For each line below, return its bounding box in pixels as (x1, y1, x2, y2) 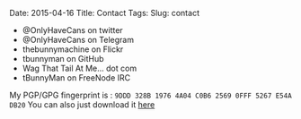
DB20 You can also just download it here (9, 99, 155, 110)
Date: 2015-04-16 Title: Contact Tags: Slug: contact (9, 8, 200, 18)
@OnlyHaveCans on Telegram (22, 35, 135, 45)
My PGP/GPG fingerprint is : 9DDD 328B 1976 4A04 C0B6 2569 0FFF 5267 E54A (9, 89, 292, 100)
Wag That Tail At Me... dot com (22, 63, 137, 73)
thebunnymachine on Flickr (22, 44, 124, 55)
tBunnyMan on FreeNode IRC (22, 72, 131, 83)
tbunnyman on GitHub (22, 54, 105, 64)
